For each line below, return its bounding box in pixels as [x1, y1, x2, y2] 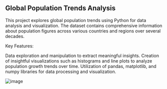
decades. [5, 33, 25, 39]
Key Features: [5, 42, 34, 49]
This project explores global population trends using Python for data [5, 17, 146, 23]
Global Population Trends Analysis [5, 4, 116, 12]
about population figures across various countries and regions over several [5, 27, 161, 34]
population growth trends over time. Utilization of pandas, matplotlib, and [5, 63, 157, 69]
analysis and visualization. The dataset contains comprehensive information [5, 22, 162, 28]
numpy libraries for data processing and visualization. [5, 68, 117, 74]
